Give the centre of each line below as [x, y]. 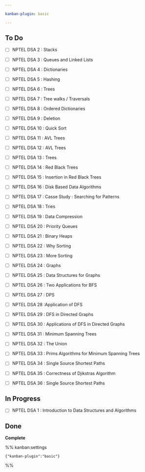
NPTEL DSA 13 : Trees [34, 157]
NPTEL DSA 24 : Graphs [36, 265]
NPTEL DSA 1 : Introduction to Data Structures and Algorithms [74, 410]
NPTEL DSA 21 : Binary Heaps [42, 236]
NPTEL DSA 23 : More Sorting [42, 255]
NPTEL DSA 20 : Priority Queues [45, 226]
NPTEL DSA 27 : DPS [33, 295]
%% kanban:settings [26, 448]
